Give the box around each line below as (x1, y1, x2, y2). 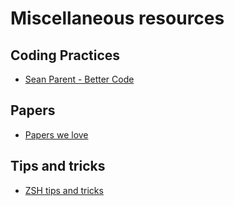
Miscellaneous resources (10, 7, 225, 30)
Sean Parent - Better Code (24, 73, 135, 85)
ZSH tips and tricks (24, 184, 104, 196)
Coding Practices (10, 47, 121, 64)
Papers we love (24, 128, 89, 141)
